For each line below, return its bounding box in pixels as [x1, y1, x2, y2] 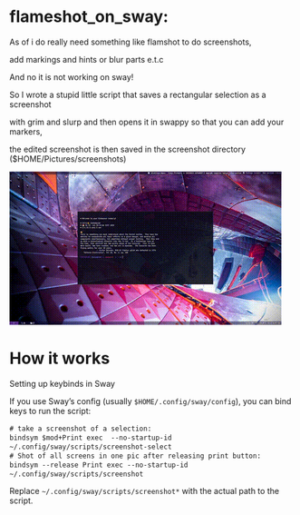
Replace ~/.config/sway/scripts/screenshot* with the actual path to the [9, 485, 279, 496]
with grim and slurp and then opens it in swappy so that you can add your [9, 116, 285, 127]
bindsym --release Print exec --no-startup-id [9, 461, 189, 470]
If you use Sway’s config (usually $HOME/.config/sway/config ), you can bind [9, 395, 292, 406]
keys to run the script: [9, 405, 92, 416]
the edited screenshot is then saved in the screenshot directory [9, 144, 247, 154]
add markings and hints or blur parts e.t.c [9, 54, 164, 64]
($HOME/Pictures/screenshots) [9, 153, 127, 164]
